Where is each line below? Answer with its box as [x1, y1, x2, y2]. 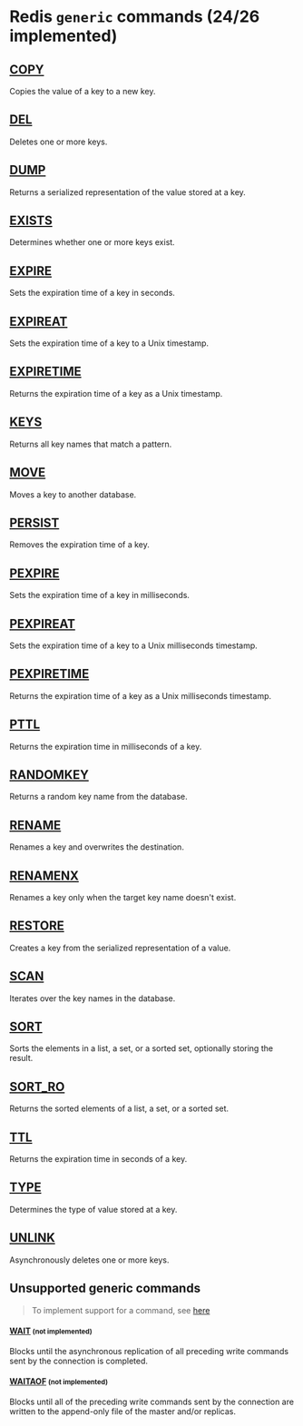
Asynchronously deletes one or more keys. [9, 1254, 170, 1265]
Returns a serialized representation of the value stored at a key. [9, 186, 247, 197]
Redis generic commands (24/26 [9, 6, 260, 27]
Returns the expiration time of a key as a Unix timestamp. [9, 388, 223, 398]
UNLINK [9, 1230, 56, 1245]
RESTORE [9, 919, 65, 934]
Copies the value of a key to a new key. [9, 86, 156, 96]
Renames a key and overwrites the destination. [9, 841, 184, 852]
